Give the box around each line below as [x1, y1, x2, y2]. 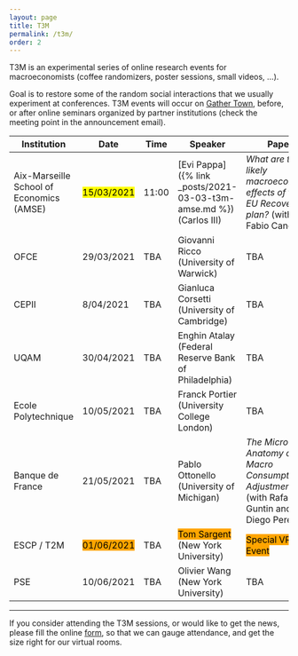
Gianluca [177, 281, 216, 294]
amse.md [177, 203, 217, 216]
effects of [245, 186, 286, 199]
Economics [13, 192, 60, 204]
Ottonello [177, 470, 216, 482]
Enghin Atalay [177, 329, 235, 342]
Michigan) [177, 492, 220, 504]
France [13, 480, 43, 493]
